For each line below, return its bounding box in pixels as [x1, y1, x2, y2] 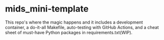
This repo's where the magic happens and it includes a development [5, 19, 143, 25]
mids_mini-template [5, 3, 89, 14]
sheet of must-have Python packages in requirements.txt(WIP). [5, 29, 133, 35]
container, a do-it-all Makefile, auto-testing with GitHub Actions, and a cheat [5, 24, 159, 30]
